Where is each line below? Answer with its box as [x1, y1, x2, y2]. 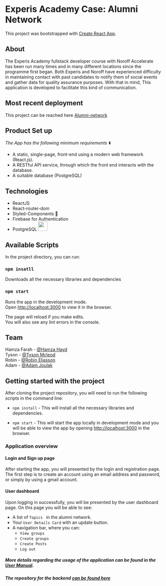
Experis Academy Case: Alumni [5, 3, 138, 15]
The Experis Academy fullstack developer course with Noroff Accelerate [5, 58, 154, 64]
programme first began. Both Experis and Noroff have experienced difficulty [5, 69, 162, 75]
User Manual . [5, 563, 34, 569]
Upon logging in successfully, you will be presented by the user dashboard [5, 499, 159, 505]
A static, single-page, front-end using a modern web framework [12, 152, 144, 158]
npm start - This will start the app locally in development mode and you [12, 420, 159, 426]
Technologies [5, 187, 49, 195]
